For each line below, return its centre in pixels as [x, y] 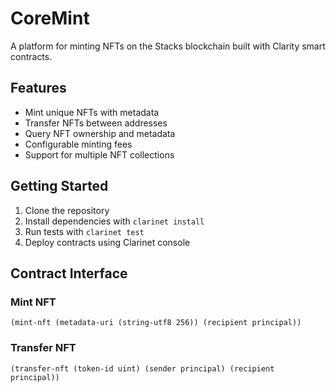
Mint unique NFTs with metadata [92, 112]
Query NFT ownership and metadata [100, 133]
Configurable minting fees [78, 144]
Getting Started [59, 186]
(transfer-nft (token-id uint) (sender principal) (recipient [142, 368]
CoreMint [50, 18]
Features [38, 88]
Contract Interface [69, 273]
